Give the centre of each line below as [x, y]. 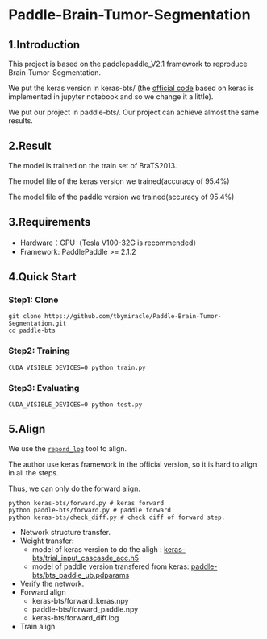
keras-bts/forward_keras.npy [80, 600]
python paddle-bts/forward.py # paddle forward [90, 510]
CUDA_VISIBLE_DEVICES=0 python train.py [77, 367]
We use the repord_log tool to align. [68, 448]
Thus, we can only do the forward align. [75, 488]
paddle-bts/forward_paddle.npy [85, 609]
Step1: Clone [33, 300]
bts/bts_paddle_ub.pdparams [81, 575]
